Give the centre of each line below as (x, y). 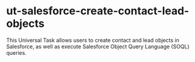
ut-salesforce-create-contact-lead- (98, 11)
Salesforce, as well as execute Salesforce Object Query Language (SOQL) (98, 46)
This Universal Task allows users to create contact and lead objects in (93, 40)
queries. (17, 52)
